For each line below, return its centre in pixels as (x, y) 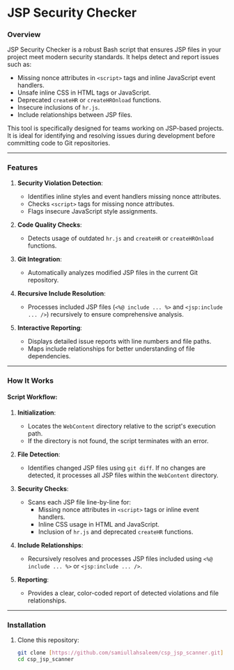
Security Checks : (43, 488)
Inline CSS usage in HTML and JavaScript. (99, 524)
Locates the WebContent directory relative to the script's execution (122, 426)
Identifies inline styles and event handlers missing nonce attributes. (124, 196)
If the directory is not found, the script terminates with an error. (118, 440)
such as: (19, 65)
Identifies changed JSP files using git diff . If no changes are (117, 468)
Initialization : (37, 413)
